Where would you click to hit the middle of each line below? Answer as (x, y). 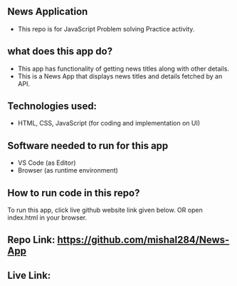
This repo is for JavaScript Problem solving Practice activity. (106, 29)
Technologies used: (52, 106)
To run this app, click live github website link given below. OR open (105, 210)
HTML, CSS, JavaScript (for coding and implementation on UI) (109, 123)
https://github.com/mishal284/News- (143, 240)
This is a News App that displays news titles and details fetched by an (120, 76)
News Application (48, 12)
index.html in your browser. (47, 218)
